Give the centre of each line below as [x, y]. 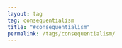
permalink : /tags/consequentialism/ [61, 34]
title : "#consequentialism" [49, 27]
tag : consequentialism [41, 20]
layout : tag [25, 14]
